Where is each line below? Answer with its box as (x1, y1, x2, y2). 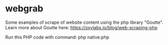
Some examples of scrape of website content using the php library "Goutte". (5, 19, 163, 25)
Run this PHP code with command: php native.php (5, 34, 110, 40)
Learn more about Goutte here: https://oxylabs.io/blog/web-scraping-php (5, 24, 157, 30)
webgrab (5, 3, 44, 14)
